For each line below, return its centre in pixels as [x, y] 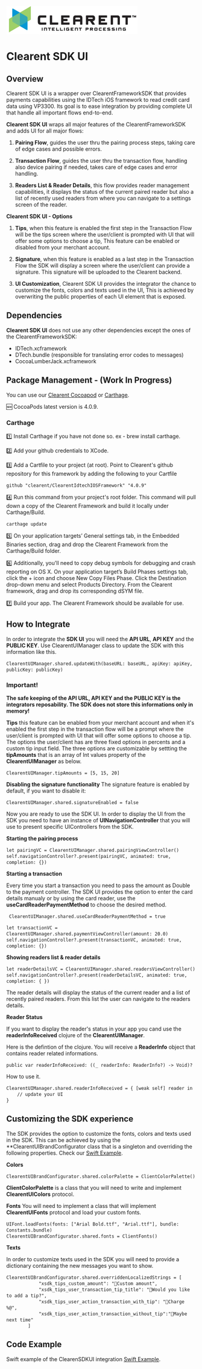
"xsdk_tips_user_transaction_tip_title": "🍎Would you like [114, 1290]
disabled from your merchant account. [62, 247]
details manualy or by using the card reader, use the [71, 899]
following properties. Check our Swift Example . [65, 1153]
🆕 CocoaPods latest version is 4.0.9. [52, 406]
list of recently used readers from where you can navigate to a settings [103, 198]
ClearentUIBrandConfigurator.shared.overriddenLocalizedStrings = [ [94, 1278]
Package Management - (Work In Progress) [89, 381]
